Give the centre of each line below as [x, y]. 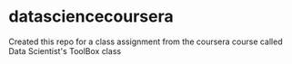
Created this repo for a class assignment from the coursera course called [146, 41]
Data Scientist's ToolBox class [65, 50]
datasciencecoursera [91, 17]
